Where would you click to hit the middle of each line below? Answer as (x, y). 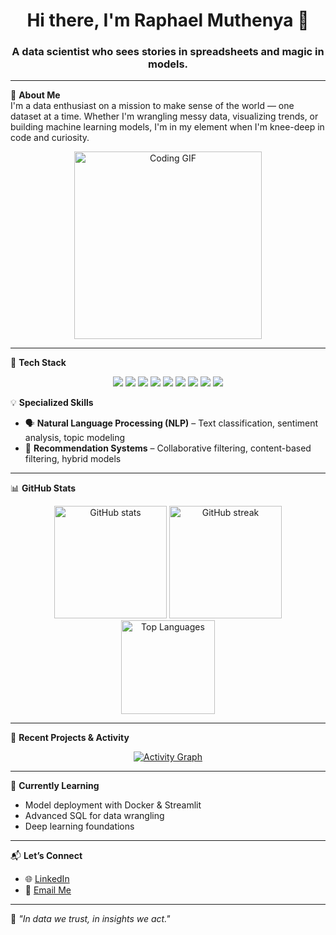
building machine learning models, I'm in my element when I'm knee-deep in (167, 127)
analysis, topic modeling (75, 438)
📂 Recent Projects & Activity (70, 738)
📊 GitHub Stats (43, 488)
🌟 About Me (35, 95)
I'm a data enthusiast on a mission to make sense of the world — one (152, 106)
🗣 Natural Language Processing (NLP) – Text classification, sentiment (171, 423)
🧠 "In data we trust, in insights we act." (90, 919)
